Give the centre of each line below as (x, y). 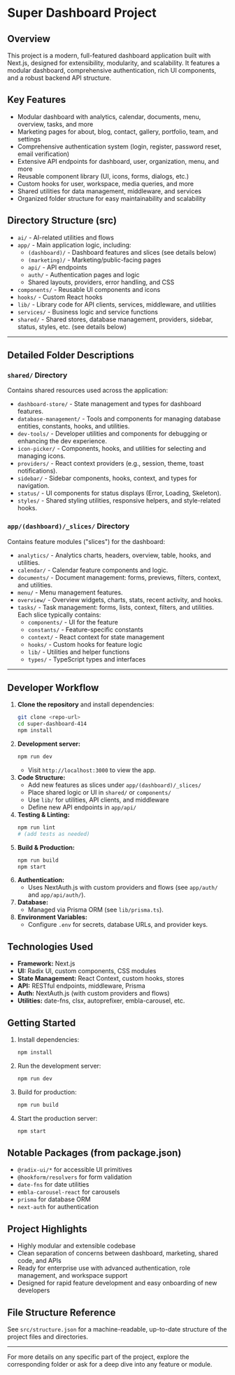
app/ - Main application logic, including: (74, 245)
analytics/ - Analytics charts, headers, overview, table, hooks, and (114, 555)
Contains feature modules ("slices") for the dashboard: (86, 541)
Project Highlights (47, 1229)
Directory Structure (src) (62, 221)
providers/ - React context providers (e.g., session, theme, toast (111, 463)
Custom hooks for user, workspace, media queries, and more (106, 183)
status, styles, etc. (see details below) (72, 326)
